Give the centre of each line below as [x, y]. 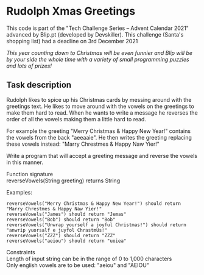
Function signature [30, 174]
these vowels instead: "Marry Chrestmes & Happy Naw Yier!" [83, 144]
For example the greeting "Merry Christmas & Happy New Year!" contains [98, 131]
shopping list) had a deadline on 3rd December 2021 [72, 41]
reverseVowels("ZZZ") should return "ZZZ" [61, 235]
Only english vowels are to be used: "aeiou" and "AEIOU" [78, 265]
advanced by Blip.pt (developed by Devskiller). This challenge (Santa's [95, 34]
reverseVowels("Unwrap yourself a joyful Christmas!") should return [97, 225]
